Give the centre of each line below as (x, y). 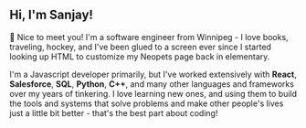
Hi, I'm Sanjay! (52, 15)
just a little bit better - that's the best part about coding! (114, 112)
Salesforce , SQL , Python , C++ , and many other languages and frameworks (152, 84)
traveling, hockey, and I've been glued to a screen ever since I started (141, 47)
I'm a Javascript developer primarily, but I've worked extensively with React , (153, 74)
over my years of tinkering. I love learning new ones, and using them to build (153, 93)
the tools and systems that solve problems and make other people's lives (147, 103)
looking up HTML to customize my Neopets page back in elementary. (140, 56)
